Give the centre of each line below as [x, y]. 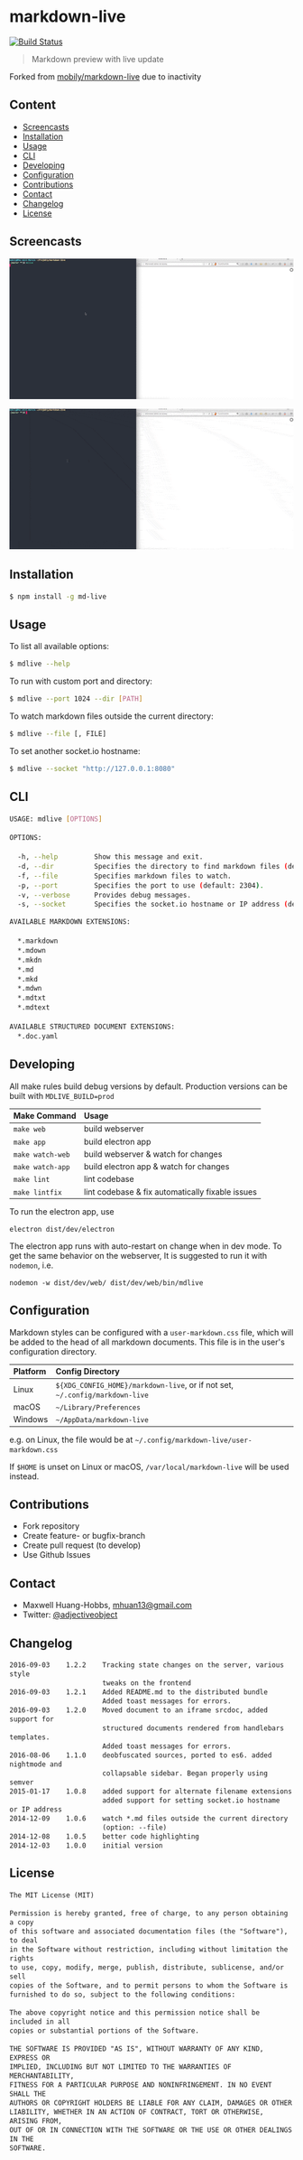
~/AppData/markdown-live [102, 1420]
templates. [30, 1737]
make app [30, 1142]
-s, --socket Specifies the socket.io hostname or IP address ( [153, 905]
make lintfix [37, 1192]
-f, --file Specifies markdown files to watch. [124, 876]
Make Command [45, 1116]
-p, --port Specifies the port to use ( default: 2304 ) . [141, 885]
